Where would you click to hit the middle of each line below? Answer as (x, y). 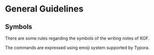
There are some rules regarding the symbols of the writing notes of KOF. (77, 38)
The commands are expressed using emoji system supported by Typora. (77, 48)
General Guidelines (44, 9)
